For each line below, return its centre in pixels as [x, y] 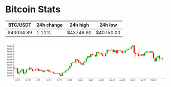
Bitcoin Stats [33, 9]
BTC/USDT [20, 25]
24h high [79, 25]
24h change [50, 25]
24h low [108, 25]
